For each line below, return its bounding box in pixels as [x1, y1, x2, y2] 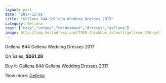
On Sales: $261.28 [5, 53, 43, 59]
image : [5, 30, 19, 35]
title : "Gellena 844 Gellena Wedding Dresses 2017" [5, 16, 114, 21]
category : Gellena [5, 21, 43, 26]
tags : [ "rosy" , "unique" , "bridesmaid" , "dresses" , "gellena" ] [5, 26, 129, 31]
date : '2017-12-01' [5, 12, 45, 17]
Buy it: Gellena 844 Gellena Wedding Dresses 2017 [5, 63, 109, 69]
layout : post [5, 7, 32, 12]
